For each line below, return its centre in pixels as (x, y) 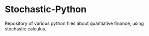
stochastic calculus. (26, 28)
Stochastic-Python (46, 9)
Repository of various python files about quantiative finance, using (74, 23)
